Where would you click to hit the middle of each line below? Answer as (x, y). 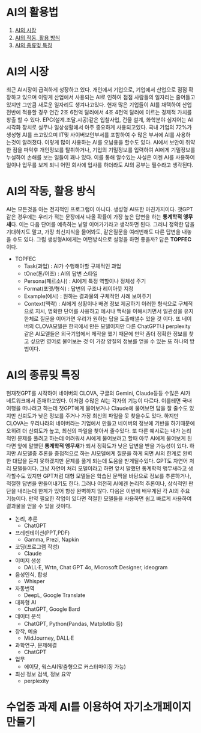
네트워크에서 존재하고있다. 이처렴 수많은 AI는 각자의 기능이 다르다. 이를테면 (94, 400)
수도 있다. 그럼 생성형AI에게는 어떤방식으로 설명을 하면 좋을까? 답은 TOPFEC (102, 239)
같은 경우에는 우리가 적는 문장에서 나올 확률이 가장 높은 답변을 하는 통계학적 (94, 217)
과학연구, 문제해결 (36, 645)
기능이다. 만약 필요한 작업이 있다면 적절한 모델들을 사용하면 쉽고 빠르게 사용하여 (99, 498)
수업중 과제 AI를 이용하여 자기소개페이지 (99, 707)
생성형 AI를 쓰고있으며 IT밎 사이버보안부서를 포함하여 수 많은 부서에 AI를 (91, 135)
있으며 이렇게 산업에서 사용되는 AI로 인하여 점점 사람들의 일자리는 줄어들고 (109, 97)
